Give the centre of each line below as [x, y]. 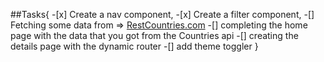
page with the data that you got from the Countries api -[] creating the [154, 35]
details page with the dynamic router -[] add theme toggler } [134, 46]
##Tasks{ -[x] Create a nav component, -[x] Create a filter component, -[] [162, 14]
